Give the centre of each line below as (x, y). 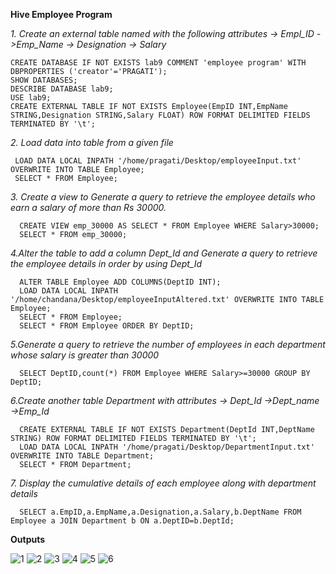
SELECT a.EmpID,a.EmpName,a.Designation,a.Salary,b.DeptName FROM (160, 512)
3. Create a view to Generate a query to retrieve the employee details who (163, 197)
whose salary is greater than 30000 (85, 355)
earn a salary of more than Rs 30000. (88, 207)
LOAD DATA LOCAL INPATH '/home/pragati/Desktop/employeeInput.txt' (158, 161)
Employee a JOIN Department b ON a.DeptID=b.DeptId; (122, 521)
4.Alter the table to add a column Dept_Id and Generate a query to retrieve (164, 253)
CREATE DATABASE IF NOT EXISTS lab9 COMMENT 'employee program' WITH (158, 63)
